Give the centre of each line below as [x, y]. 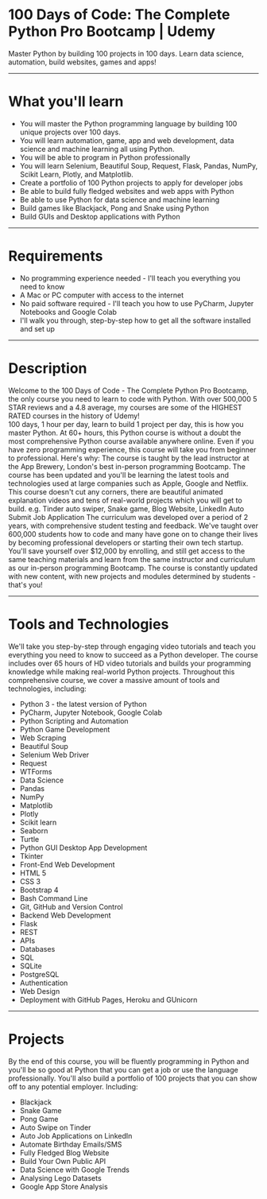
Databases [37, 949]
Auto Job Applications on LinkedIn [76, 1135]
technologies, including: [48, 689]
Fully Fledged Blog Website [64, 1152]
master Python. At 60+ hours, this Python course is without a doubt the [125, 433]
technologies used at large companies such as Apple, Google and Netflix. [128, 483]
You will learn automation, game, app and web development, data [127, 140]
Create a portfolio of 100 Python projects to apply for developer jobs [132, 182]
